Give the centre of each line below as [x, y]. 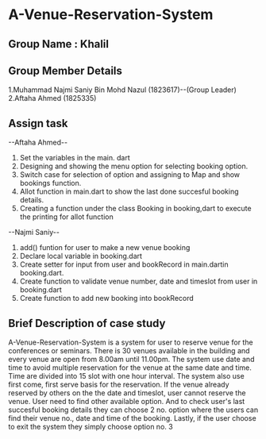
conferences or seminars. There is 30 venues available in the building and [129, 351]
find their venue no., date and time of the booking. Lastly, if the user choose [132, 418]
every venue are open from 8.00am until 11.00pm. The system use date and [131, 360]
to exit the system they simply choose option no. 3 [91, 427]
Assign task [38, 123]
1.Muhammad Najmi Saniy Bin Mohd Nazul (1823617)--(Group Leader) [122, 90]
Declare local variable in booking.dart [81, 256]
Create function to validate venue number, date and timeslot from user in [139, 281]
